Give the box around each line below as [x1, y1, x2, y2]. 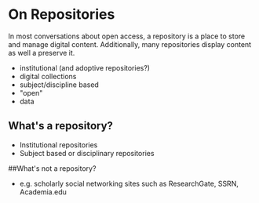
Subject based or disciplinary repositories [19, 148, 155, 158]
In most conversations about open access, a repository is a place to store [8, 31, 246, 41]
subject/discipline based [19, 80, 100, 89]
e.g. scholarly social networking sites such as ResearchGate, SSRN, [19, 179, 239, 188]
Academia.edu [19, 187, 67, 197]
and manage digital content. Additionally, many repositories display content [8, 39, 252, 49]
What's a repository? [8, 119, 114, 132]
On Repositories [8, 5, 115, 24]
